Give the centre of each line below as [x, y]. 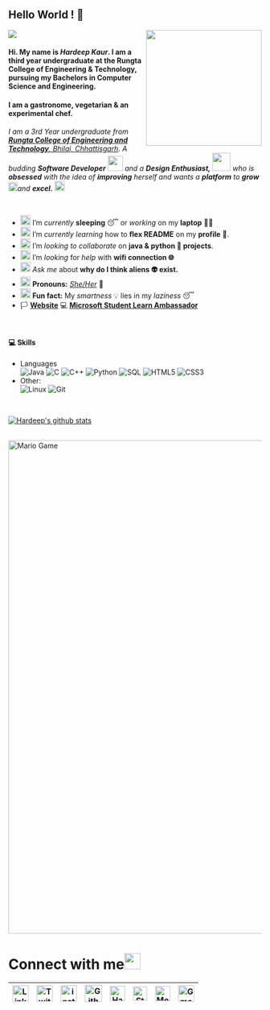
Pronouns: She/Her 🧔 [68, 284]
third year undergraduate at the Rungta [75, 60]
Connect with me [66, 964]
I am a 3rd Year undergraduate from [68, 131]
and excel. [35, 188]
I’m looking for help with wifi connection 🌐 [103, 257]
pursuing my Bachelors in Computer [70, 78]
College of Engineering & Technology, [73, 69]
